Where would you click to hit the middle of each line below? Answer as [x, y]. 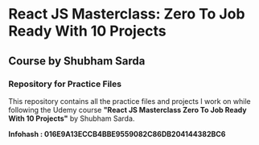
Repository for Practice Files [65, 84]
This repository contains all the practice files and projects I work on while [129, 101]
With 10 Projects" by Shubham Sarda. [72, 118]
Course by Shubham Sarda [77, 61]
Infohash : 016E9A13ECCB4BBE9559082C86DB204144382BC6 [117, 134]
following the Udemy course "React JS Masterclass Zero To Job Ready [127, 110]
